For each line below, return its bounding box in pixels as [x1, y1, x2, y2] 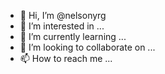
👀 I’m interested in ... [19, 20, 105, 32]
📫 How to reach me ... [19, 53, 113, 64]
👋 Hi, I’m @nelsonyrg [19, 10, 107, 21]
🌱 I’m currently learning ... [19, 31, 127, 42]
